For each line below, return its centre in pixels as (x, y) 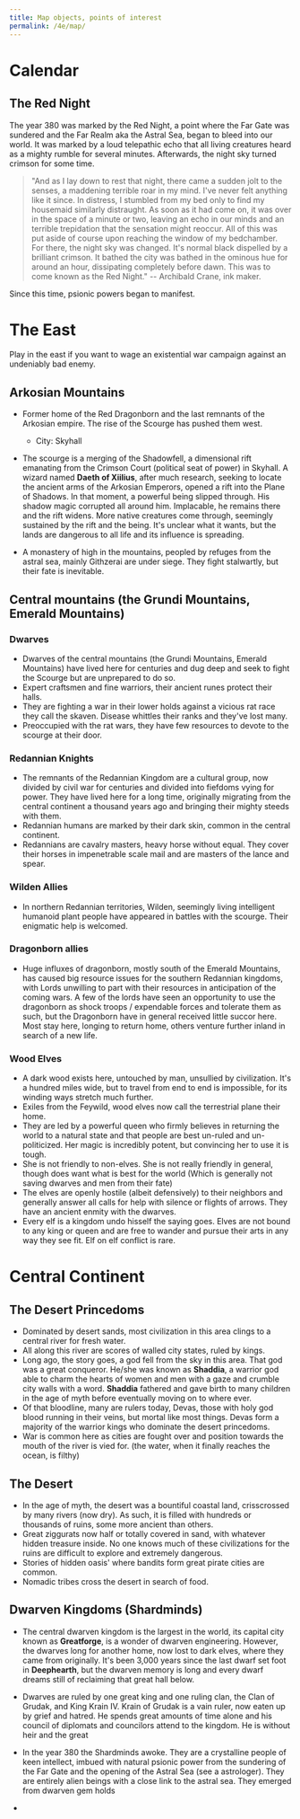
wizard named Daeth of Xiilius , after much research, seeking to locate (152, 478)
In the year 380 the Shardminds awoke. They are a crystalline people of (154, 1752)
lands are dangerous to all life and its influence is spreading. (133, 534)
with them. (42, 816)
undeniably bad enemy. (52, 364)
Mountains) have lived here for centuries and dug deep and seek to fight (156, 668)
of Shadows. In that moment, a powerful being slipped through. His (146, 497)
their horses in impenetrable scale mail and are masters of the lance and (155, 854)
